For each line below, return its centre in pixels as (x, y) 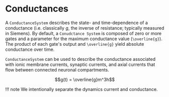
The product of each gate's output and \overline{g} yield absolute (75, 44)
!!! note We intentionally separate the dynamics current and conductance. (81, 89)
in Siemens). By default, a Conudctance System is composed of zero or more (83, 33)
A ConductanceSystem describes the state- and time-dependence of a (76, 23)
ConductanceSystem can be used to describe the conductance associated (80, 59)
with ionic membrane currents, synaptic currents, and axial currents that (80, 64)
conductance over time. (30, 49)
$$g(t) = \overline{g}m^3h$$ (85, 79)
